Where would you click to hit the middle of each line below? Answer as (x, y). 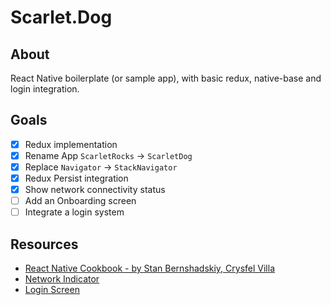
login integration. (45, 89)
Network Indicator (62, 279)
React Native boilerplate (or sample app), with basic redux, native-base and (166, 78)
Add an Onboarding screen (80, 201)
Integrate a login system (74, 212)
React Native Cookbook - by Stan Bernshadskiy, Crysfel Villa (150, 268)
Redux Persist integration (76, 178)
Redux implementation (71, 144)
